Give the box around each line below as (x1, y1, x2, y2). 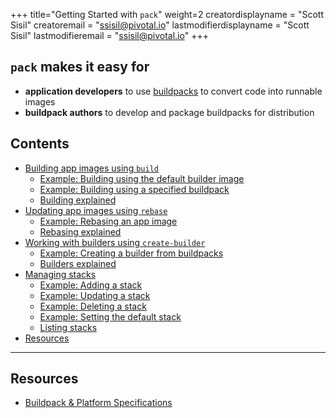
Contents (10, 135, 70, 153)
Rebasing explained (39, 225, 122, 238)
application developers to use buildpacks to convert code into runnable (24, 85, 323, 97)
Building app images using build (24, 162, 159, 174)
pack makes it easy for (10, 59, 150, 76)
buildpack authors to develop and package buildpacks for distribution (24, 106, 315, 118)
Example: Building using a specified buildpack (39, 183, 230, 195)
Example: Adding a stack (39, 279, 143, 291)
